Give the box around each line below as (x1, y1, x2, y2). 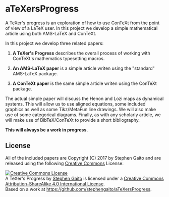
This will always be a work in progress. (5, 127, 88, 133)
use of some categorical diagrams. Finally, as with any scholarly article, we (5, 112, 161, 118)
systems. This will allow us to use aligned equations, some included (5, 101, 146, 107)
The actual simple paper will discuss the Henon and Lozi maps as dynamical (5, 95, 164, 102)
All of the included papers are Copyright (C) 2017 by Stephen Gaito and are (5, 155, 161, 161)
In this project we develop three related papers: (5, 40, 104, 46)
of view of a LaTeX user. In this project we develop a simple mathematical (5, 25, 158, 31)
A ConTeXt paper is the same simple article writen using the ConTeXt (12, 80, 157, 86)
